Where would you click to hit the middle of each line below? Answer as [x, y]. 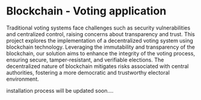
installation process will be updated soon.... [60, 90]
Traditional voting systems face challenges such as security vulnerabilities [98, 28]
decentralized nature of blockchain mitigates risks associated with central [97, 66]
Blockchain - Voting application [86, 11]
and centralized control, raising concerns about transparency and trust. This [101, 34]
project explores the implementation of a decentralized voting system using [100, 40]
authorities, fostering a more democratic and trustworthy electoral [88, 72]
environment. [23, 79]
